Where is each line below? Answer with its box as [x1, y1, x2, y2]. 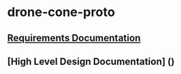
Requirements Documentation [7, 32, 141, 44]
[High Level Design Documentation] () [7, 55, 175, 67]
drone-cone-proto [7, 4, 115, 20]
